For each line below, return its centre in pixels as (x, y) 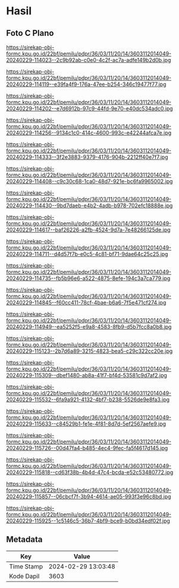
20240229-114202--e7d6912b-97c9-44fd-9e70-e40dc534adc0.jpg (90, 108)
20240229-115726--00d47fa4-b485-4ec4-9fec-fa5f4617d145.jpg (87, 448)
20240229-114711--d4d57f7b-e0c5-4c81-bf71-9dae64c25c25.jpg (87, 254)
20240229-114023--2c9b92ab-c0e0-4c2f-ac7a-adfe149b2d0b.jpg (89, 60)
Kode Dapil (24, 576)
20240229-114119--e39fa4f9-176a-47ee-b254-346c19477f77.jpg (86, 84)
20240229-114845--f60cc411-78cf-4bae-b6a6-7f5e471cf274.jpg (86, 302)
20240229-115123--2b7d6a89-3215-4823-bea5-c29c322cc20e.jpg (89, 351)
